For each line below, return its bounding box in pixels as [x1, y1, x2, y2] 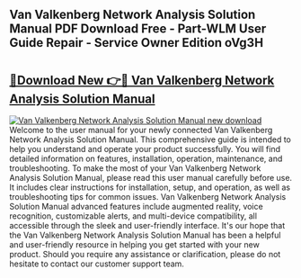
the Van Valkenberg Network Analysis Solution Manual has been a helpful [9, 229, 281, 240]
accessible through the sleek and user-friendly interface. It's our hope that [9, 220, 286, 230]
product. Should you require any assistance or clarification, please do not [9, 249, 281, 259]
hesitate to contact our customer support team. [9, 258, 184, 269]
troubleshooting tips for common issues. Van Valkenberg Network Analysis [9, 192, 287, 202]
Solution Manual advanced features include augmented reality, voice [9, 202, 263, 211]
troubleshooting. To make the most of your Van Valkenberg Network [9, 163, 261, 174]
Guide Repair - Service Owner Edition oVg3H [9, 35, 263, 50]
